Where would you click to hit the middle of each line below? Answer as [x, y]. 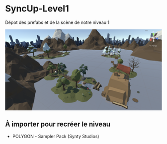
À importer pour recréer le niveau [58, 124]
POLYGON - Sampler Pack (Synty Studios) [56, 136]
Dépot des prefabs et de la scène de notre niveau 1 [57, 22]
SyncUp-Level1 [37, 9]
